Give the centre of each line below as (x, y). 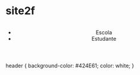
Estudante (104, 38)
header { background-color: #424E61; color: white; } (70, 66)
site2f (20, 11)
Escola (104, 32)
